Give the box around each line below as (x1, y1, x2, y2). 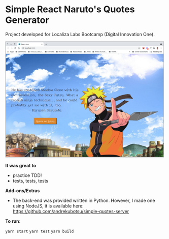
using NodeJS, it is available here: (12, 203, 84, 209)
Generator (5, 14, 49, 26)
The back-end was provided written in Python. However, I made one (12, 197, 155, 204)
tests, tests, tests (12, 178, 49, 184)
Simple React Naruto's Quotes (5, 4, 135, 15)
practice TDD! (12, 172, 42, 178)
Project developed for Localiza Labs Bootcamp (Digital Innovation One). (5, 31, 155, 37)
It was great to (5, 163, 37, 169)
